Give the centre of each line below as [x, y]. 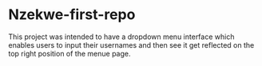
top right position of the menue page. [69, 53]
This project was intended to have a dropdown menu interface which [121, 37]
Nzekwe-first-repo [72, 15]
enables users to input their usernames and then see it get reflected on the [131, 45]
